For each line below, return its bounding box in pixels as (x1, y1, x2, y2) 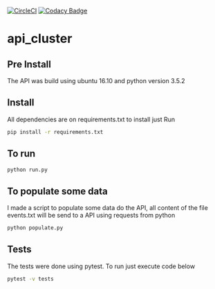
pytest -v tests (7, 275, 54, 282)
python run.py (7, 166, 48, 173)
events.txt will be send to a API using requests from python (7, 211, 176, 220)
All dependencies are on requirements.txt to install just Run (7, 115, 176, 123)
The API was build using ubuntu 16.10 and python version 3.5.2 (7, 77, 185, 85)
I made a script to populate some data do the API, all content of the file (7, 204, 209, 212)
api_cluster (7, 31, 73, 46)
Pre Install (7, 58, 52, 70)
